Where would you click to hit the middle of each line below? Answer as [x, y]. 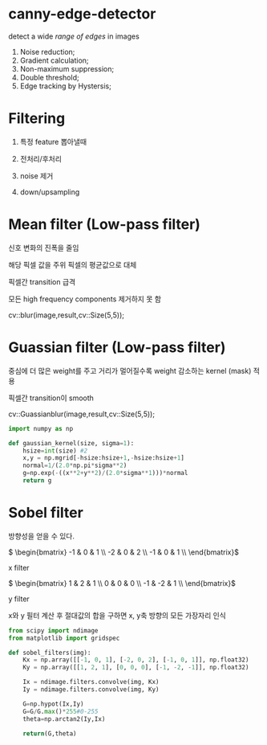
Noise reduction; [47, 51]
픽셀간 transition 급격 [42, 281]
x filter [19, 567]
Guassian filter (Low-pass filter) [117, 347]
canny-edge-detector [82, 14]
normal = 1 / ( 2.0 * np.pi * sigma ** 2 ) [75, 466]
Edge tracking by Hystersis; [66, 86]
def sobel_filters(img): [50, 653]
